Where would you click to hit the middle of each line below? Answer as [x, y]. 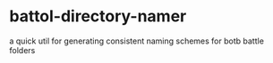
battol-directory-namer [98, 16]
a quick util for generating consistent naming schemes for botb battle [136, 41]
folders [22, 50]
